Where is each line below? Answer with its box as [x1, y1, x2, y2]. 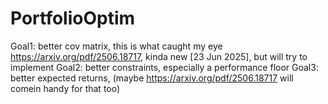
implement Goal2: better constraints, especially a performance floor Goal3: [10, 61, 319, 73]
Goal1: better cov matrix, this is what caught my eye [10, 40, 223, 52]
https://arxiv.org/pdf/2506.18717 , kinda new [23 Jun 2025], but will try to [10, 50, 308, 62]
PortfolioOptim [10, 7, 136, 30]
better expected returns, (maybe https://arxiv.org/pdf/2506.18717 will [10, 72, 294, 84]
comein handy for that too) [10, 82, 121, 94]
